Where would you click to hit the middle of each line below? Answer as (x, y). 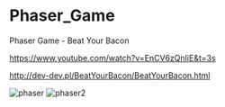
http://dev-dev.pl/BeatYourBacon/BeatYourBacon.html (110, 75)
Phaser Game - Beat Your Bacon (69, 40)
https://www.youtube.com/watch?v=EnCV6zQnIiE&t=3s (112, 58)
